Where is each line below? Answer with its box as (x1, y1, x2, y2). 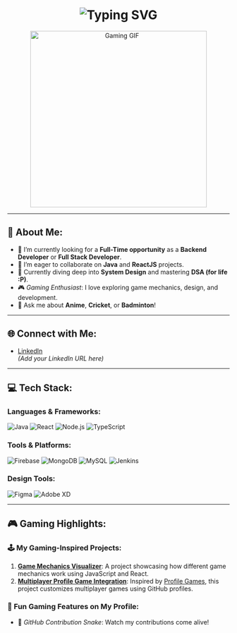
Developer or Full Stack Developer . (17, 253, 122, 261)
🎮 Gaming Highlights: (7, 518, 107, 530)
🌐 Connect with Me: (7, 328, 97, 340)
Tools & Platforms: (7, 440, 72, 450)
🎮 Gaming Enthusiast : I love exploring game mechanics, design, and (17, 283, 219, 291)
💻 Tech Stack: (7, 382, 73, 394)
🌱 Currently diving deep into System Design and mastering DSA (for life (17, 267, 228, 276)
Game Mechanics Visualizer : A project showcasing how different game (17, 562, 226, 570)
